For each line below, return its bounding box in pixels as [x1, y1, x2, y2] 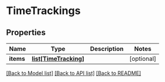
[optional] [129, 54, 157, 63]
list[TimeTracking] [31, 54, 84, 63]
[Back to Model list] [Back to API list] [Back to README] [6, 70, 141, 77]
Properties [6, 28, 46, 37]
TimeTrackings [6, 4, 81, 18]
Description [90, 45, 124, 53]
